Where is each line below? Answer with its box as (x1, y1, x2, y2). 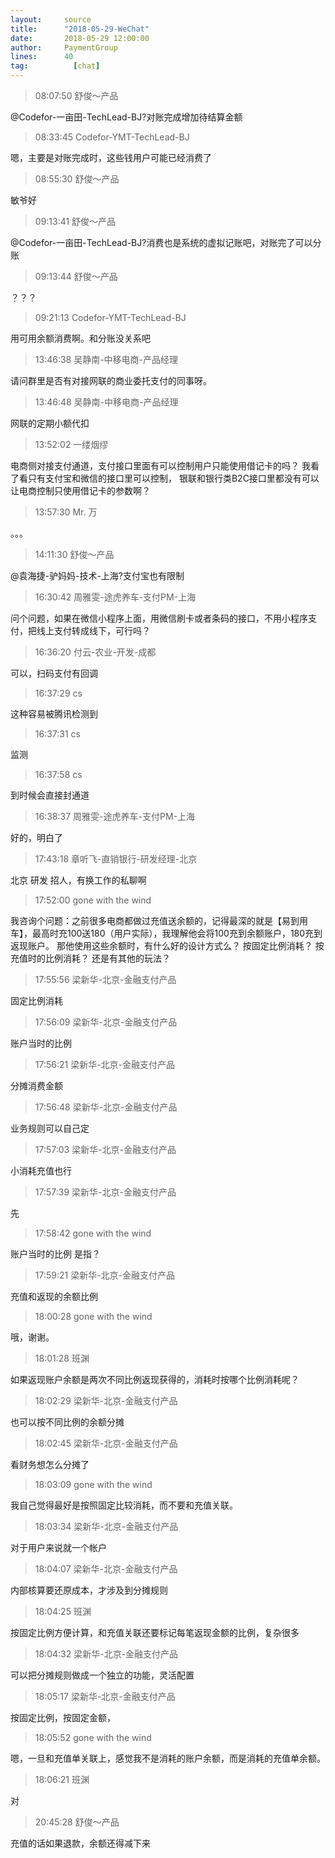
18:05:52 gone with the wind (34, 1732, 152, 1743)
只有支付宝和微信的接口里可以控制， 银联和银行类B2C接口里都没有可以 (27, 472, 320, 484)
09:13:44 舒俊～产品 (34, 271, 118, 282)
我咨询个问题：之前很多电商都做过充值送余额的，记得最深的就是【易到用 (10, 915, 308, 926)
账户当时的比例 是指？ (10, 1248, 101, 1260)
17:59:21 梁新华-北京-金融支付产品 (34, 1269, 176, 1281)
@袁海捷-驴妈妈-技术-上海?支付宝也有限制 (10, 570, 185, 581)
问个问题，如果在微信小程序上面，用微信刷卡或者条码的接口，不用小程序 (10, 612, 308, 624)
